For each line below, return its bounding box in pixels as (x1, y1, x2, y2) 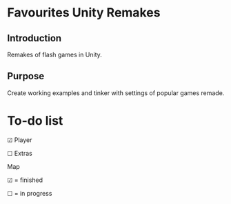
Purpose (7, 70, 45, 82)
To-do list (7, 113, 63, 128)
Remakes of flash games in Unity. (7, 50, 102, 59)
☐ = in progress (7, 189, 52, 197)
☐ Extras (7, 149, 32, 157)
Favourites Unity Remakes (7, 5, 161, 21)
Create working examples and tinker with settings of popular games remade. (7, 88, 225, 97)
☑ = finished (7, 176, 43, 184)
